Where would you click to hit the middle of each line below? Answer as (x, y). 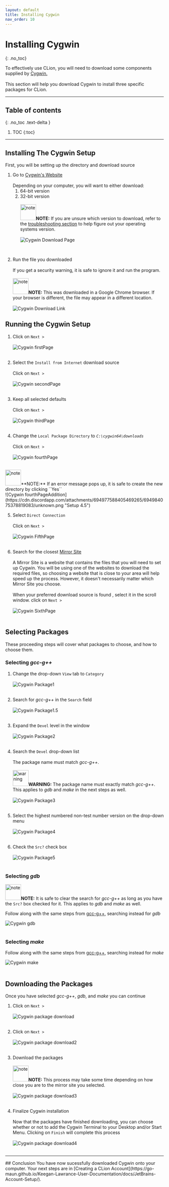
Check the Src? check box (39, 847)
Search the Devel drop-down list (46, 751)
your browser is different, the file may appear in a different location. (82, 298)
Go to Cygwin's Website (37, 174)
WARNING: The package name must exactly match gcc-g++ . (92, 784)
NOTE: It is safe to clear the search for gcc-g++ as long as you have (92, 898)
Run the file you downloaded (42, 259)
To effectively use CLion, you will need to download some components (78, 68)
